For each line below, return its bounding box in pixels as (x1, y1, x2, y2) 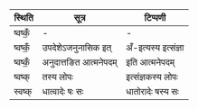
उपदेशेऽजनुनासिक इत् (42, 41, 112, 53)
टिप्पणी (144, 12, 166, 23)
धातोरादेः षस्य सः (126, 86, 179, 97)
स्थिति (14, 12, 33, 23)
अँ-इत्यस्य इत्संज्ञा (126, 41, 184, 53)
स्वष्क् (14, 86, 33, 97)
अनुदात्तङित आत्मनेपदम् (42, 56, 118, 68)
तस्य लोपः (42, 71, 74, 83)
